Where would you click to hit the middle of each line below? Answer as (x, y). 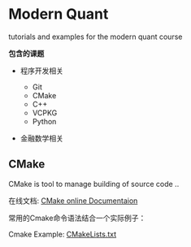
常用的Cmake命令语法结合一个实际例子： (77, 218)
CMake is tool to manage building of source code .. (94, 184)
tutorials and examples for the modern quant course (95, 37)
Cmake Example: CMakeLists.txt (63, 234)
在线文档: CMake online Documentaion (73, 201)
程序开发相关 (41, 71)
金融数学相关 (41, 138)
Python (44, 121)
